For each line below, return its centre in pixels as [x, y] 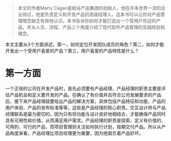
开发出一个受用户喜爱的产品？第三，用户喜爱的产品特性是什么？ [72, 51]
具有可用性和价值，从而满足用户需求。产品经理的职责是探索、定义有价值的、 [85, 120]
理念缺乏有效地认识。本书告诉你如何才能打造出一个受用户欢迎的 [89, 21]
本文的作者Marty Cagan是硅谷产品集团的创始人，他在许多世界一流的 [89, 8]
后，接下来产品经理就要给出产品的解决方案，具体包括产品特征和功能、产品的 [85, 101]
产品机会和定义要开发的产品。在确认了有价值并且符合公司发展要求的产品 [85, 95]
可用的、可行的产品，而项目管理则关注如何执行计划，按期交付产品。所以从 [83, 127]
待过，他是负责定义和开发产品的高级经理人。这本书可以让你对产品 [91, 14]
